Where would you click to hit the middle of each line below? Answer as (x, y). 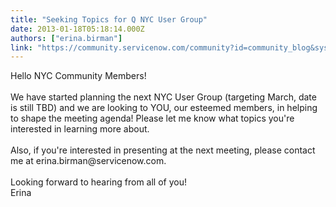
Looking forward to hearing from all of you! (99, 182)
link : (21, 47)
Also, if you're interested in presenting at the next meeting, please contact (163, 150)
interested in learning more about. (80, 129)
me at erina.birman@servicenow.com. (88, 161)
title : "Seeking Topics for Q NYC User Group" (109, 19)
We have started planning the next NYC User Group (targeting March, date (163, 97)
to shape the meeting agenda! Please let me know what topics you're (152, 118)
